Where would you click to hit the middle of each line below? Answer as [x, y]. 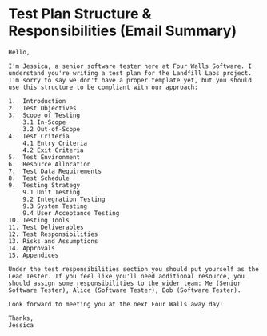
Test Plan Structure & [80, 14]
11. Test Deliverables [46, 227]
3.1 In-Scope [44, 122]
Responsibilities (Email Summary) [123, 31]
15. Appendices [34, 255]
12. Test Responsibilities [53, 234]
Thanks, [21, 318]
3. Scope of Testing [44, 115]
